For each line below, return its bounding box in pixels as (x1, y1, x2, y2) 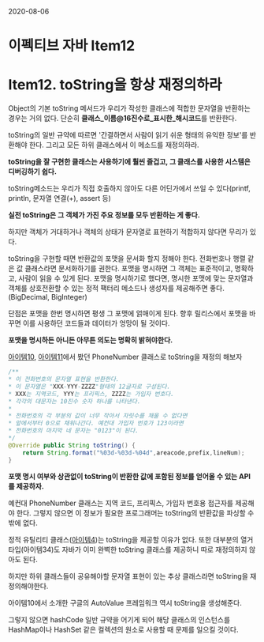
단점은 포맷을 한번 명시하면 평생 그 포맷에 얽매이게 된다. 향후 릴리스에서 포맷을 (8, 308, 248, 319)
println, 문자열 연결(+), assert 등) (8, 194, 112, 203)
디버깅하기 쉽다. (8, 167, 58, 176)
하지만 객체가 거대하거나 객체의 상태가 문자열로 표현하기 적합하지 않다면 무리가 (8, 227, 248, 236)
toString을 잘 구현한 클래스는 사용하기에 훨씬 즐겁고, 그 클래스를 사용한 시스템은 (8, 157, 251, 167)
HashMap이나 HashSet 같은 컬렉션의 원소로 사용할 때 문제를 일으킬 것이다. (8, 625, 239, 634)
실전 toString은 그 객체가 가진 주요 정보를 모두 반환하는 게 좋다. (8, 210, 201, 220)
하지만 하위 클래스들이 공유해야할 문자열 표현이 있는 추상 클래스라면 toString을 (8, 571, 248, 580)
